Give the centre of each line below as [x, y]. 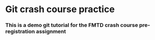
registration [20, 31]
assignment [51, 31]
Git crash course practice [60, 9]
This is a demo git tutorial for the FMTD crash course [72, 25]
